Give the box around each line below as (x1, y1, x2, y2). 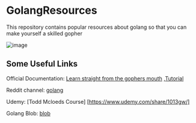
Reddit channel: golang (6, 86, 64, 94)
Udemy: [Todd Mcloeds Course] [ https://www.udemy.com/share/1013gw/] (6, 98, 190, 105)
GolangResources (6, 4, 97, 17)
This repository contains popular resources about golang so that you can (6, 23, 187, 31)
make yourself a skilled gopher (6, 29, 83, 37)
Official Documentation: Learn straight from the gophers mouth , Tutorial (6, 74, 184, 82)
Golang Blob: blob (6, 109, 51, 117)
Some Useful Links (6, 59, 78, 69)
